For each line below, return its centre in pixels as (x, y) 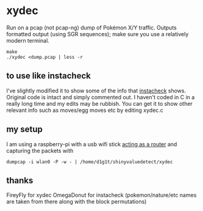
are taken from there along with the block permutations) (77, 202)
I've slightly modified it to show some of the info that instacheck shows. (96, 91)
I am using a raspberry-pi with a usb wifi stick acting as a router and (92, 144)
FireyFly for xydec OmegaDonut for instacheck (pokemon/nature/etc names (101, 195)
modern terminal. (28, 40)
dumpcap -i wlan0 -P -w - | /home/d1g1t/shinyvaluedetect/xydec (90, 162)
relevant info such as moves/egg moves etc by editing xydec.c (85, 110)
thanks (20, 180)
